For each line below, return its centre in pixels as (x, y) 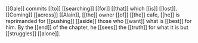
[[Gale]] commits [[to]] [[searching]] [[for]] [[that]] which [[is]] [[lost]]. (91, 9)
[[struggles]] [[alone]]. (33, 34)
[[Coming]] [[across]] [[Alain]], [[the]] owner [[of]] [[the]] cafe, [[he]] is (93, 15)
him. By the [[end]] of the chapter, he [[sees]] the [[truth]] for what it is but (97, 27)
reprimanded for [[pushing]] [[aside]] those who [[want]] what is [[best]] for (99, 21)
